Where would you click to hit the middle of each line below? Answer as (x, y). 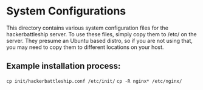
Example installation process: (64, 66)
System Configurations (66, 11)
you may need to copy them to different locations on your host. (85, 47)
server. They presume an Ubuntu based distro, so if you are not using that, (100, 40)
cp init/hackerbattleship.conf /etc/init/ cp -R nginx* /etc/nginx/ (94, 81)
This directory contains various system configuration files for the (88, 28)
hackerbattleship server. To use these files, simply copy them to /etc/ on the (101, 34)
